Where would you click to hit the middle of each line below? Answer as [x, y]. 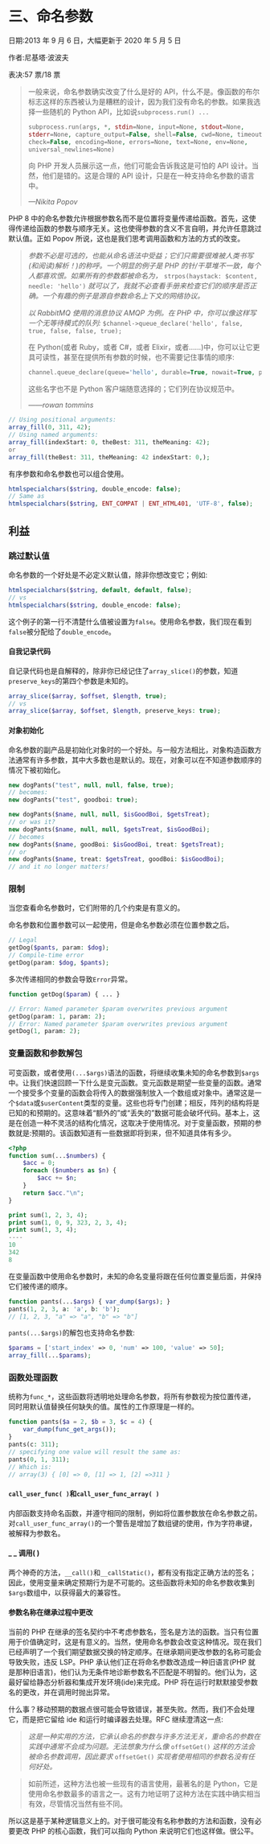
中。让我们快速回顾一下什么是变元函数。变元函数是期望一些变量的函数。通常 [135, 1082]
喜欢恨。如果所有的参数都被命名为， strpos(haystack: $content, [150, 276]
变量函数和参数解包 [45, 1053]
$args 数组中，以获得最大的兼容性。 [67, 1592]
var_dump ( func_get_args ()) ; [70, 1430]
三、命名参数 [51, 16]
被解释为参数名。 [37, 1533]
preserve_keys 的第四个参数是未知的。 [71, 681]
